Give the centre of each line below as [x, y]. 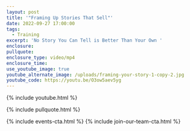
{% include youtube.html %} [42, 98]
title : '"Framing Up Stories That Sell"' [60, 18]
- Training [26, 35]
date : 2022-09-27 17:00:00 [41, 23]
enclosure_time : [27, 63]
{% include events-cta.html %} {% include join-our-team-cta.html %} [93, 122]
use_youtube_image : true [38, 69]
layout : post [23, 12]
